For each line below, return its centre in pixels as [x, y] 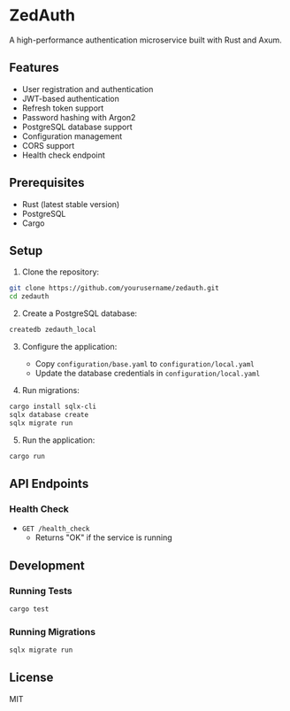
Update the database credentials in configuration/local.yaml [148, 373]
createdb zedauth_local [53, 330]
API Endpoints [49, 483]
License [31, 678]
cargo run [27, 456]
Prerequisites [47, 183]
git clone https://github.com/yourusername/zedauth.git [114, 289]
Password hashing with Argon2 [79, 117]
